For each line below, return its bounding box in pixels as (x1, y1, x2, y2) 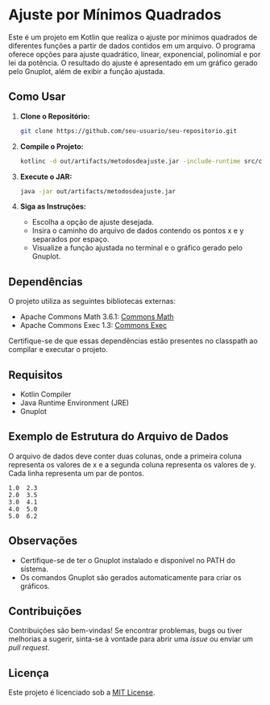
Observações (8, 534, 78, 548)
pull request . (8, 643, 50, 653)
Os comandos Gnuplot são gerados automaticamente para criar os (19, 572, 242, 582)
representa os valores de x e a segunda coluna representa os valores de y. (8, 459, 256, 469)
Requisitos (8, 368, 63, 382)
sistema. (19, 564, 48, 574)
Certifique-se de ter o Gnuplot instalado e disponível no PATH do (19, 555, 236, 565)
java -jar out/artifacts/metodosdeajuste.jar (19, 187, 176, 195)
